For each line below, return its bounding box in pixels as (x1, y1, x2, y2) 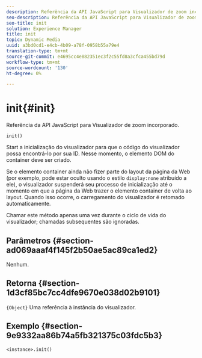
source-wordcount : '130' (6, 64, 69, 71)
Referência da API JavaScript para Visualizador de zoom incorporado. (6, 122, 180, 129)
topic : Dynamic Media (6, 37, 61, 43)
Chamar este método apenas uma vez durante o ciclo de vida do (6, 212, 167, 219)
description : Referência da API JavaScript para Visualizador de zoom (6, 8, 187, 15)
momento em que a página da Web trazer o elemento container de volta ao (6, 187, 192, 194)
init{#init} (6, 102, 56, 115)
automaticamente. (6, 200, 51, 208)
